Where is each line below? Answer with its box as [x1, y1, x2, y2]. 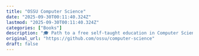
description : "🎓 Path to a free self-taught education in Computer [6, 30, 179, 36]
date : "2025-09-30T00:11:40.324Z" [6, 14, 92, 20]
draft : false [6, 41, 38, 47]
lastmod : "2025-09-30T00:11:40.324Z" [6, 19, 99, 25]
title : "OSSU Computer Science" [6, 8, 86, 15]
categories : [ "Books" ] [6, 24, 62, 31]
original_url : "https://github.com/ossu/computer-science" [6, 36, 155, 41]
